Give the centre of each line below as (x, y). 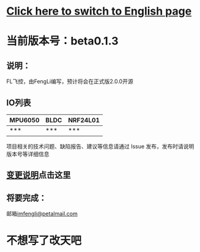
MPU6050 (24, 120)
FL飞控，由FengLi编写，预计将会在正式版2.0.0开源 (70, 81)
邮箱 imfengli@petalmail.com (42, 214)
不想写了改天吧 (44, 241)
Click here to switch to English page (99, 11)
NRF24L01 (84, 120)
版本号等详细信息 (28, 154)
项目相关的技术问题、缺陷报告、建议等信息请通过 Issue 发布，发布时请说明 (100, 146)
